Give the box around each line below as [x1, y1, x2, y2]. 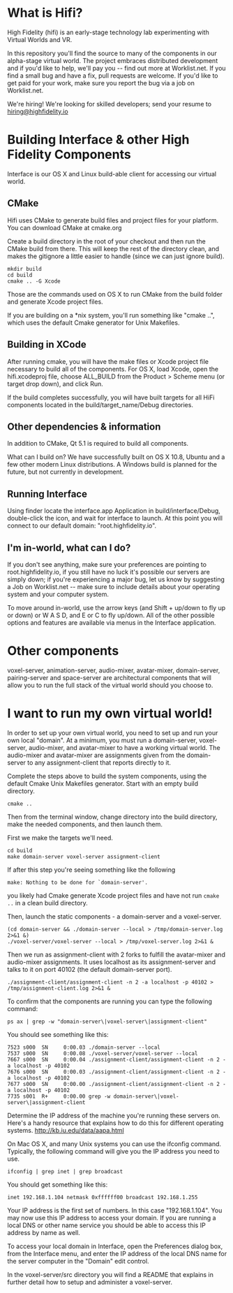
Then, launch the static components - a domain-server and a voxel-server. [7, 912, 222, 921]
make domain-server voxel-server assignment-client [7, 853, 160, 860]
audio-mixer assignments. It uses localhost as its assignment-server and [7, 957, 216, 966]
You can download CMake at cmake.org [7, 223, 122, 232]
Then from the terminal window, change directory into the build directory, [7, 812, 218, 821]
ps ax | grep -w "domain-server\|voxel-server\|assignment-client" [7, 1018, 208, 1025]
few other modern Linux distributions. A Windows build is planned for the [7, 460, 218, 469]
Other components [7, 643, 119, 659]
